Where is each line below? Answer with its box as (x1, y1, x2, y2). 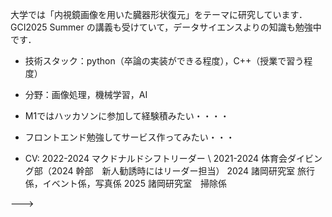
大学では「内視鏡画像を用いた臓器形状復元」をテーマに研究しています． (10, 9, 308, 20)
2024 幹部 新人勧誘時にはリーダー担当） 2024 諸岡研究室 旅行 (51, 165, 316, 177)
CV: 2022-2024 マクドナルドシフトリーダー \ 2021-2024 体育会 (24, 153, 288, 164)
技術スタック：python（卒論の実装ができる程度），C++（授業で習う (24, 55, 305, 67)
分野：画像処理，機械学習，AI (24, 89, 148, 100)
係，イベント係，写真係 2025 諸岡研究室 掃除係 (24, 178, 227, 189)
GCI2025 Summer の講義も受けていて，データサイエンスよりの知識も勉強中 (10, 21, 322, 33)
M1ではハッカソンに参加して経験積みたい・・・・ (24, 110, 230, 122)
